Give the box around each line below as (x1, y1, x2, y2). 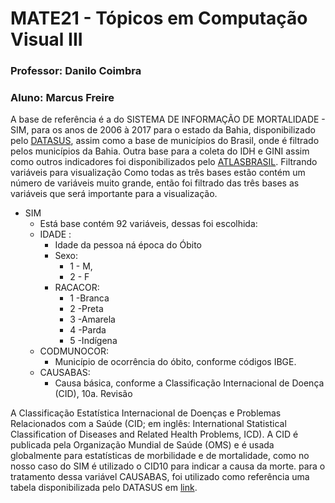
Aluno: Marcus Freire (10, 91, 115, 105)
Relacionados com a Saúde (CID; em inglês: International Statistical (10, 418, 287, 430)
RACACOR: (54, 282, 100, 294)
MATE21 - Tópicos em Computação (10, 7, 308, 30)
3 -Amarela (69, 313, 116, 326)
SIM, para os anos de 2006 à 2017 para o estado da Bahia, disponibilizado (10, 124, 316, 136)
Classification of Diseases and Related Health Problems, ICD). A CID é (10, 428, 299, 441)
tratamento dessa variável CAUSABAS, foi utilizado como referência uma (10, 471, 310, 483)
